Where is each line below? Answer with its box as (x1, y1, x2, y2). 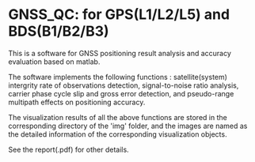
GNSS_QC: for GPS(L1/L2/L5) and (8, 6, 230, 24)
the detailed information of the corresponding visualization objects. (8, 129, 227, 139)
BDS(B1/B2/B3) (8, 22, 109, 40)
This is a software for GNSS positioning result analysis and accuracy (8, 48, 232, 58)
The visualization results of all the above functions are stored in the (8, 112, 227, 122)
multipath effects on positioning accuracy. (8, 97, 146, 107)
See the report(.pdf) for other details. (8, 145, 129, 154)
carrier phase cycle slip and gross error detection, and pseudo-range (8, 89, 234, 98)
